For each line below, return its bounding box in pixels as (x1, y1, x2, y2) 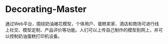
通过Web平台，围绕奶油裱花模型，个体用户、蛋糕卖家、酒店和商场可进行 (5, 20, 155, 26)
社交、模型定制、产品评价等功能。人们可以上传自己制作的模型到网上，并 (9, 26, 158, 33)
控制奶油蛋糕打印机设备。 (9, 33, 62, 39)
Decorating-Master (5, 3, 86, 15)
